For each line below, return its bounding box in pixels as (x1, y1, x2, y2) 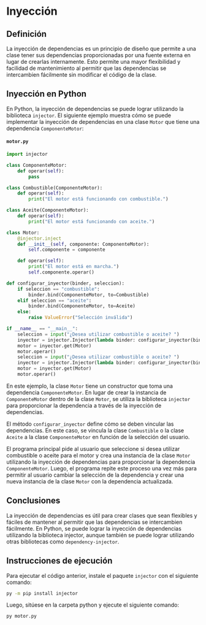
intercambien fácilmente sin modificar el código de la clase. (6, 71, 157, 78)
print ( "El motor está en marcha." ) (28, 264, 120, 270)
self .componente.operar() (28, 269, 95, 275)
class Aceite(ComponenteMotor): (6, 207, 89, 213)
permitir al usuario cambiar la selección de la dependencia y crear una (6, 471, 185, 478)
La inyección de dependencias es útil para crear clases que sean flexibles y (6, 512, 197, 519)
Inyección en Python (6, 89, 87, 99)
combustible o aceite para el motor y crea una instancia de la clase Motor (6, 451, 191, 459)
